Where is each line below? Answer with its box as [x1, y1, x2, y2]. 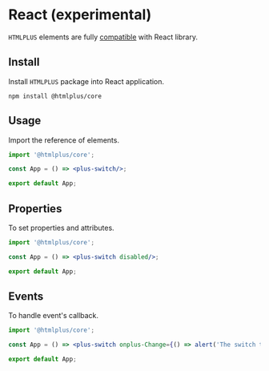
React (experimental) [8, 6, 152, 24]
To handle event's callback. [8, 311, 98, 321]
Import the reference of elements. [8, 135, 120, 145]
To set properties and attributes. [8, 223, 114, 232]
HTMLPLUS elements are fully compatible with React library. [8, 32, 199, 42]
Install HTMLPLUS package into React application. [8, 76, 165, 86]
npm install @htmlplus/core [8, 92, 102, 100]
